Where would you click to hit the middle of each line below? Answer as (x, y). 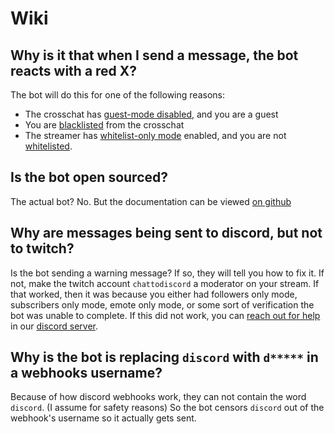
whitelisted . (48, 146)
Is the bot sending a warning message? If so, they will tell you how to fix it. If (167, 273)
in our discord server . (54, 326)
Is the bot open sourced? (89, 177)
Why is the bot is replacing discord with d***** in (164, 357)
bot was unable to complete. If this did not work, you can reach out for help (165, 315)
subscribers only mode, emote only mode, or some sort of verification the (162, 304)
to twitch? (42, 248)
